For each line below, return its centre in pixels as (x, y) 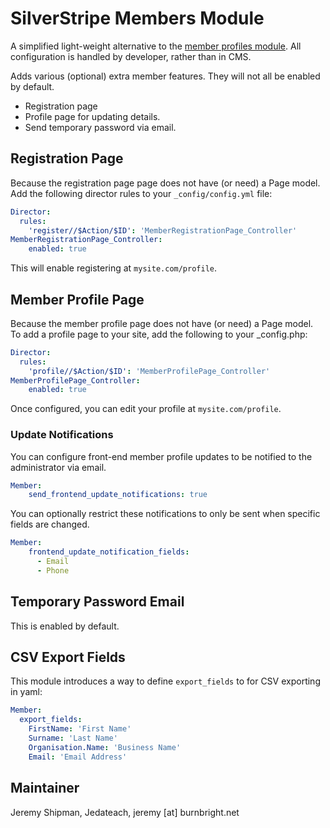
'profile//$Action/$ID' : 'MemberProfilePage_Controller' (149, 371)
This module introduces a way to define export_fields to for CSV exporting (165, 681)
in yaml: (26, 692)
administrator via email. (58, 467)
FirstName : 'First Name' (80, 729)
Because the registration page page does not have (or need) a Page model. (165, 183)
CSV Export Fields (68, 657)
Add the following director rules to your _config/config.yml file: (141, 193)
